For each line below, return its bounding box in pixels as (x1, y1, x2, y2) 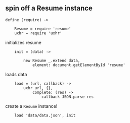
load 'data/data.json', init (14, 113, 76, 118)
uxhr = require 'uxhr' (14, 30, 62, 36)
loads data (5, 71, 27, 77)
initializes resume (5, 39, 41, 45)
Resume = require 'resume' (14, 26, 71, 31)
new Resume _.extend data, (23, 58, 80, 63)
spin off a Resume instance (5, 4, 93, 13)
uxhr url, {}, (23, 85, 53, 90)
